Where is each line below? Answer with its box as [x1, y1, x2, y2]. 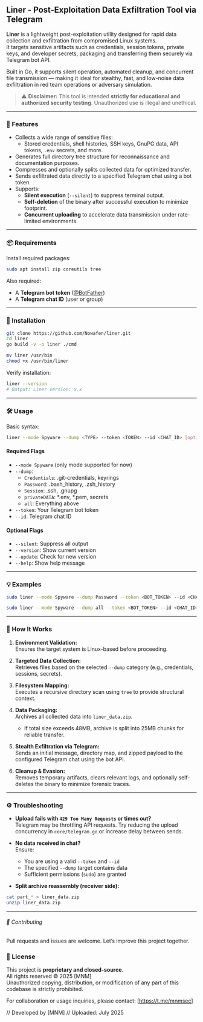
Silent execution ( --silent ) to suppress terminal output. [24, 192, 165, 199]
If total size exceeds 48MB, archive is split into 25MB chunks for [24, 724, 184, 731]
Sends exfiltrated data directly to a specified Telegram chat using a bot [14, 172, 192, 180]
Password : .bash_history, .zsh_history [24, 480, 116, 488]
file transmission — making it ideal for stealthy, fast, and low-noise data [6, 74, 184, 81]
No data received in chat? [14, 839, 81, 847]
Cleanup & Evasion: [14, 767, 65, 775]
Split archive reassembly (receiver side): [14, 882, 120, 889]
